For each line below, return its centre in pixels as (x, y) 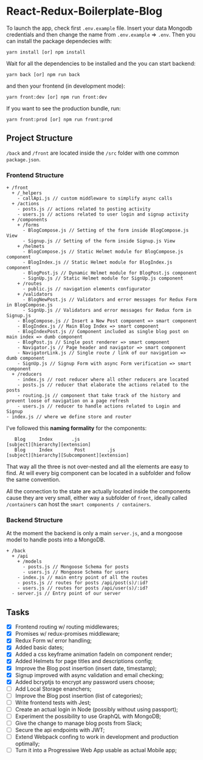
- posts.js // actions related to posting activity (84, 209)
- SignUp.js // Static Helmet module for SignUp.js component (103, 278)
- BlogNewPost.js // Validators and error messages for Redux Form (110, 300)
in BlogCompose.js (29, 305)
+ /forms (28, 225)
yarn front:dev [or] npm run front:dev (57, 97)
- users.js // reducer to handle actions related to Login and (99, 406)
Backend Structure (35, 520)
